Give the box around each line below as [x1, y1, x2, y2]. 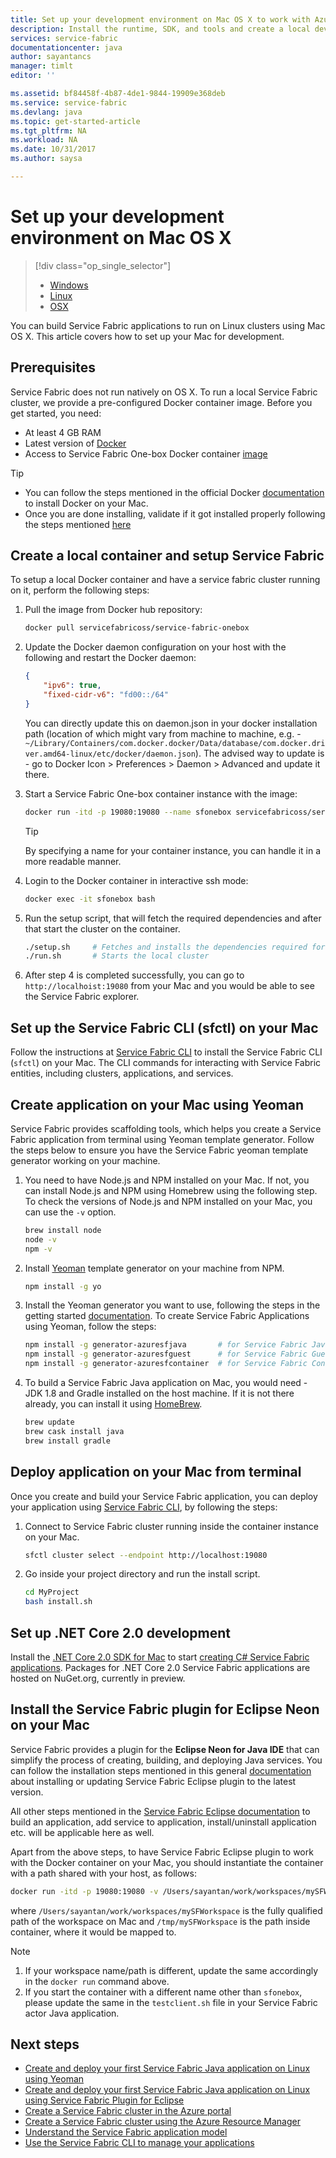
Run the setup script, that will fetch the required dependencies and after [24, 912, 322, 924]
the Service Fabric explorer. [24, 991, 140, 1003]
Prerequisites [10, 359, 96, 376]
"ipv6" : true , [43, 681, 102, 691]
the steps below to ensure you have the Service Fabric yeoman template [10, 1144, 309, 1156]
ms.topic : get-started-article [10, 116, 141, 126]
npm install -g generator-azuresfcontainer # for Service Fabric [24, 1359, 308, 1369]
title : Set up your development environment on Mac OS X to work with [10, 14, 311, 25]
